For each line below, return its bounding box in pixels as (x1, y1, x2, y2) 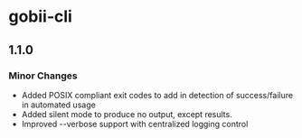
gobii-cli (8, 6, 73, 27)
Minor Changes (8, 69, 78, 82)
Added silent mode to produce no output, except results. (21, 108, 232, 119)
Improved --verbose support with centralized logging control (21, 118, 249, 129)
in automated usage (21, 99, 96, 110)
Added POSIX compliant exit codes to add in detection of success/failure (21, 89, 294, 100)
